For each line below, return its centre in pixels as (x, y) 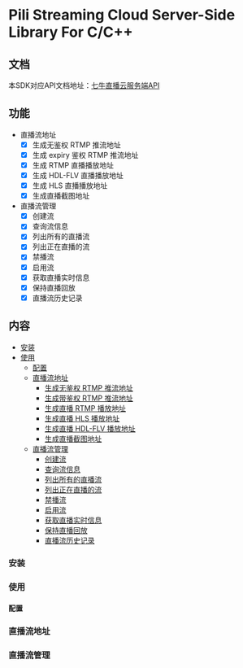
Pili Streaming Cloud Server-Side (122, 15)
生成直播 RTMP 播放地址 (85, 408)
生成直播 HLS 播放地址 (82, 418)
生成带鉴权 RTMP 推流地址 (89, 398)
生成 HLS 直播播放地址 (70, 186)
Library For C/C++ (71, 32)
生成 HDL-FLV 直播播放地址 (78, 175)
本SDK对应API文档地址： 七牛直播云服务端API (84, 85)
